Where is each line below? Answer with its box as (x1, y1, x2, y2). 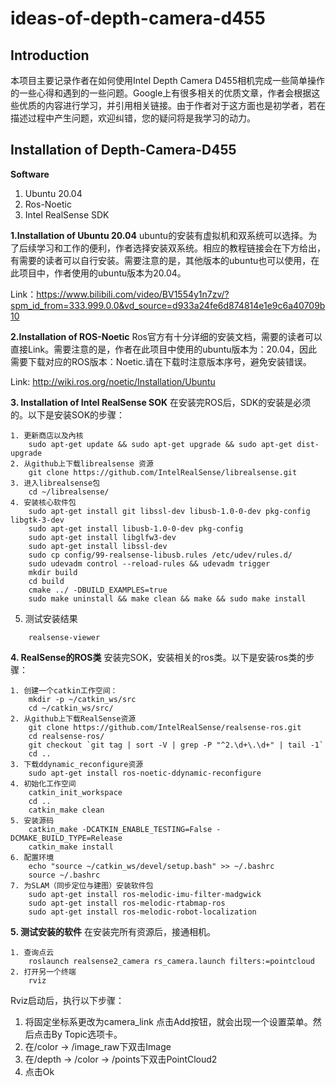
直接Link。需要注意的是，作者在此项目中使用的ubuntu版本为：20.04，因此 (10, 343, 318, 355)
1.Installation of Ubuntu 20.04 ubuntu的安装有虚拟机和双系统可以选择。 (10, 229, 309, 241)
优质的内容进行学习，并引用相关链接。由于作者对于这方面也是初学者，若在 (18, 100, 326, 111)
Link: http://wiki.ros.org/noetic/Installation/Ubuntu (10, 375, 216, 387)
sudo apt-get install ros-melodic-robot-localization (28, 907, 257, 917)
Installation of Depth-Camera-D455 (10, 142, 237, 159)
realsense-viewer (28, 632, 101, 642)
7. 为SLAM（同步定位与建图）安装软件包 (10, 880, 154, 891)
